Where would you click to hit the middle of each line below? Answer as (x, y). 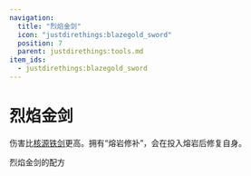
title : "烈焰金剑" (49, 26)
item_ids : (28, 60)
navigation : (32, 18)
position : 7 (40, 43)
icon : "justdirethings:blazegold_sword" (95, 34)
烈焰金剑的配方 (37, 162)
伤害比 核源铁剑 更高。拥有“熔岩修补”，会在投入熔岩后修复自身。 (128, 142)
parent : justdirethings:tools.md (81, 52)
